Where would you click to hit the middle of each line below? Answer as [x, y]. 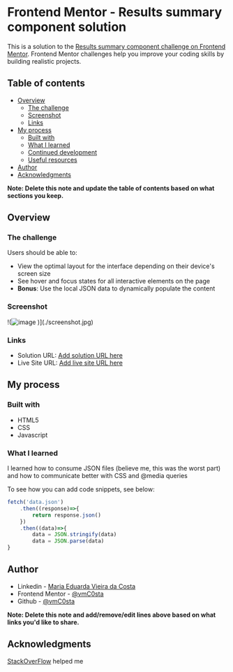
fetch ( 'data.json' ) [36, 502]
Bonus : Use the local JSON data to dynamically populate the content [116, 288]
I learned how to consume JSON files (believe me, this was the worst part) [114, 468]
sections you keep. [36, 195]
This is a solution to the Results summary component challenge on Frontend [116, 46]
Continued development [62, 152]
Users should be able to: [43, 253]
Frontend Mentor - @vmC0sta [60, 594]
